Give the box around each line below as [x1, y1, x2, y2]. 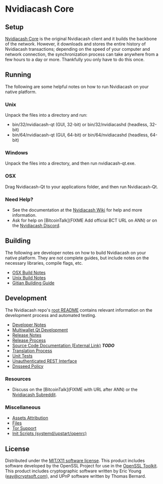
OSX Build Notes [12, 270, 46, 275]
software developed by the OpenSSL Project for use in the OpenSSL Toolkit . [5, 463, 158, 469]
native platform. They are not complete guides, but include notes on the [5, 255, 149, 261]
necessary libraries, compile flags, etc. [5, 260, 83, 266]
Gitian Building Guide [12, 280, 55, 286]
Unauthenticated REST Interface [12, 358, 77, 364]
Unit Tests [12, 353, 33, 358]
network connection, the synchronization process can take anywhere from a [5, 51, 159, 57]
